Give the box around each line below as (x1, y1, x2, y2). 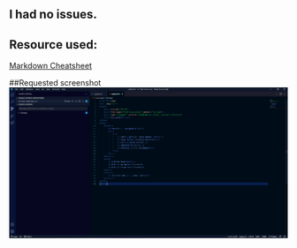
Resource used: (9, 37, 98, 52)
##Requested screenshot (9, 78, 102, 88)
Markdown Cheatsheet (9, 61, 93, 71)
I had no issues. (9, 7, 97, 22)
